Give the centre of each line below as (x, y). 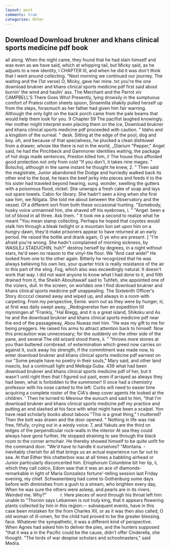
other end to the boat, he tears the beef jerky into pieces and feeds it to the (84, 178)
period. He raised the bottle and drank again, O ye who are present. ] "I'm (82, 237)
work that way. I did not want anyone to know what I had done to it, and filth (84, 275)
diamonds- (130, 468)
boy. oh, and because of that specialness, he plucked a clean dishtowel (80, 141)
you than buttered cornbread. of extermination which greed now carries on (83, 345)
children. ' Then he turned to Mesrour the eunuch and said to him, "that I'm (83, 398)
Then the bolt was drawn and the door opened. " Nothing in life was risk (80, 420)
